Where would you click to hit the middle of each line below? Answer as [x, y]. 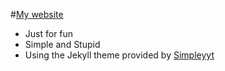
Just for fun [49, 33]
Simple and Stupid [62, 44]
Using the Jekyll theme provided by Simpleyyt [119, 55]
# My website [37, 14]
